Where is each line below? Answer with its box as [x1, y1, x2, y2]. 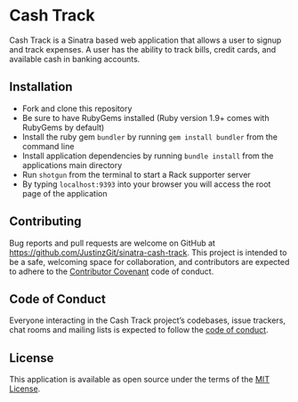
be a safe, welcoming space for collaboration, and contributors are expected [9, 256, 290, 267]
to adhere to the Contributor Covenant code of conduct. [9, 266, 214, 277]
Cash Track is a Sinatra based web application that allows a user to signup [9, 35, 282, 45]
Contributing [9, 214, 82, 229]
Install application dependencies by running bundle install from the [21, 150, 274, 161]
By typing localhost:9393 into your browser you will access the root [21, 179, 271, 189]
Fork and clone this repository [21, 103, 133, 114]
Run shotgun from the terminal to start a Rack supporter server [21, 169, 251, 180]
